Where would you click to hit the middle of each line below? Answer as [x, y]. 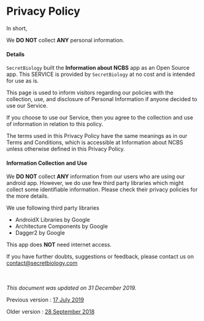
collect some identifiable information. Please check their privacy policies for [102, 190]
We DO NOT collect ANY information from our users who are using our [96, 176]
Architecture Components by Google [62, 226]
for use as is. [23, 81]
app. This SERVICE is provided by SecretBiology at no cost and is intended [100, 74]
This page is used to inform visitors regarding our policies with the [90, 93]
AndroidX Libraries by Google [52, 220]
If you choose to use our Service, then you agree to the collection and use [100, 118]
